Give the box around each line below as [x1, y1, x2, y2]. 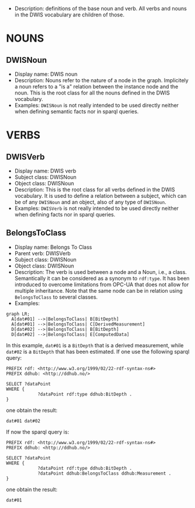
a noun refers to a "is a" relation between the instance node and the [14, 83, 179, 90]
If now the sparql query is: [6, 428, 69, 435]
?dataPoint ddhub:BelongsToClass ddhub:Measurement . [37, 470, 172, 476]
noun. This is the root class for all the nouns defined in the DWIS [14, 89, 170, 96]
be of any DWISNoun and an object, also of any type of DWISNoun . [14, 199, 167, 205]
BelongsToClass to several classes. [14, 293, 98, 300]
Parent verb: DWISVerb [14, 249, 71, 257]
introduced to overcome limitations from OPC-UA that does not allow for [14, 281, 189, 288]
